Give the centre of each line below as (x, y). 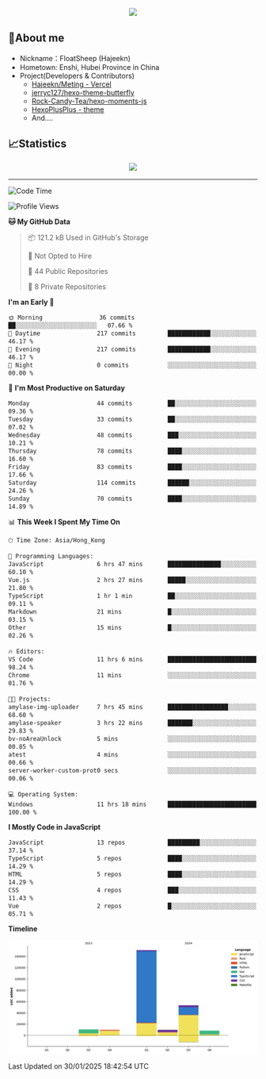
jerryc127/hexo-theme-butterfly (83, 92)
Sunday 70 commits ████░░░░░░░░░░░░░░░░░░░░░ (133, 499)
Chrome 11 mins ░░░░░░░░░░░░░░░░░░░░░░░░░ (133, 675)
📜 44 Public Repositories (68, 271)
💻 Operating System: (44, 794)
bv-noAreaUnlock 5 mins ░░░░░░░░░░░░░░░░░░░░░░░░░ (133, 738)
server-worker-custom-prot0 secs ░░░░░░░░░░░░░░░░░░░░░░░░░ (133, 770)
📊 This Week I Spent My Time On (64, 522)
